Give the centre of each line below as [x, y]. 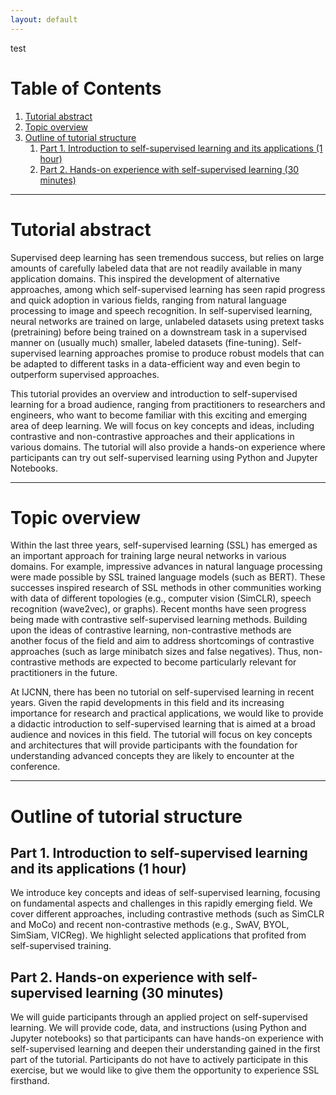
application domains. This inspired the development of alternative [145, 278]
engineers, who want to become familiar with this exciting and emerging [159, 415]
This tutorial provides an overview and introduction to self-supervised [154, 393]
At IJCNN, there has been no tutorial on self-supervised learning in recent [162, 692]
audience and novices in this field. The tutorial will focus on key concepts [161, 735]
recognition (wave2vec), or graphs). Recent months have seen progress [158, 609]
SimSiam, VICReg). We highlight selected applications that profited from [158, 935]
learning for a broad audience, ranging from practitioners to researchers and [168, 404]
